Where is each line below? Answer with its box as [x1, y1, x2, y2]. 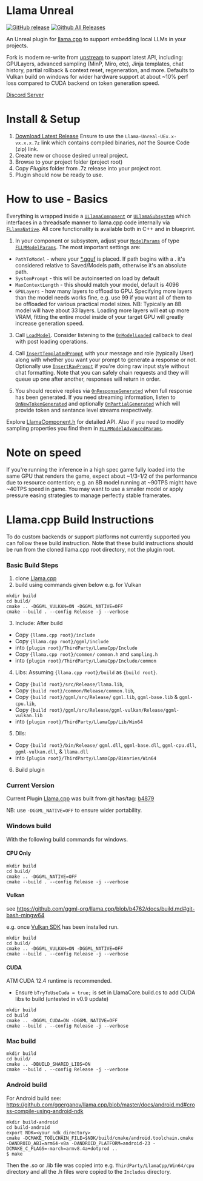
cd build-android [6, 1124, 50, 1131]
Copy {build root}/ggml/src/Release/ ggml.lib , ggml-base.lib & [15, 693, 178, 700]
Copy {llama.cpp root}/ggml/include [15, 637, 109, 644]
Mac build [6, 1037, 36, 1046]
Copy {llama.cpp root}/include [15, 631, 96, 638]
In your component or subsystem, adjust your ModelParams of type [15, 237, 180, 244]
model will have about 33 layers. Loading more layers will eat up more [15, 307, 190, 314]
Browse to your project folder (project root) [15, 158, 123, 166]
